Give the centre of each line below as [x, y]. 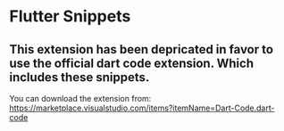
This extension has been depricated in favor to [142, 49]
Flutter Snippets [70, 16]
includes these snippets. [79, 77]
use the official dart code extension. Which [132, 63]
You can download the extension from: [80, 98]
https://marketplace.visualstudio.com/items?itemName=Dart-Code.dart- [142, 108]
